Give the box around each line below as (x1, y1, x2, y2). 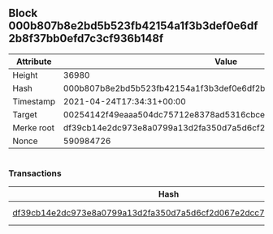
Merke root (12, 121, 55, 133)
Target (12, 108, 38, 120)
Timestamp (12, 96, 56, 107)
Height (12, 69, 38, 80)
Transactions (8, 168, 63, 179)
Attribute (15, 56, 52, 67)
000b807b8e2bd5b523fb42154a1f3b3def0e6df (8, 19, 258, 33)
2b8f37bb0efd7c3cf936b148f (8, 32, 164, 45)
